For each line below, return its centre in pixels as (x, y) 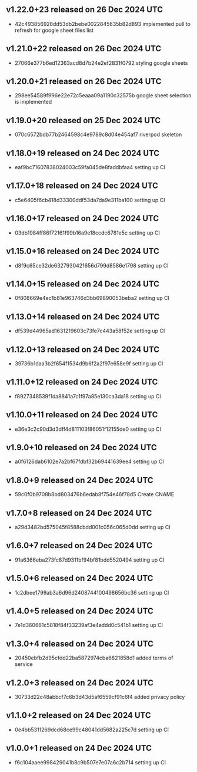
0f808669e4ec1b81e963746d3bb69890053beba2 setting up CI (92, 298)
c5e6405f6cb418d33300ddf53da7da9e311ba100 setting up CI (90, 200)
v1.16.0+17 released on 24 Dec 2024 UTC (83, 218)
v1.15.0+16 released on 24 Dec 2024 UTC (83, 251)
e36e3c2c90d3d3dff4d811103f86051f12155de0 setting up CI (88, 429)
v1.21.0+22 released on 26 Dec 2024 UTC (84, 49)
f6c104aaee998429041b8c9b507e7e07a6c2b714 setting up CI (90, 762)
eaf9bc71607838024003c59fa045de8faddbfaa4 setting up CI (90, 167)
